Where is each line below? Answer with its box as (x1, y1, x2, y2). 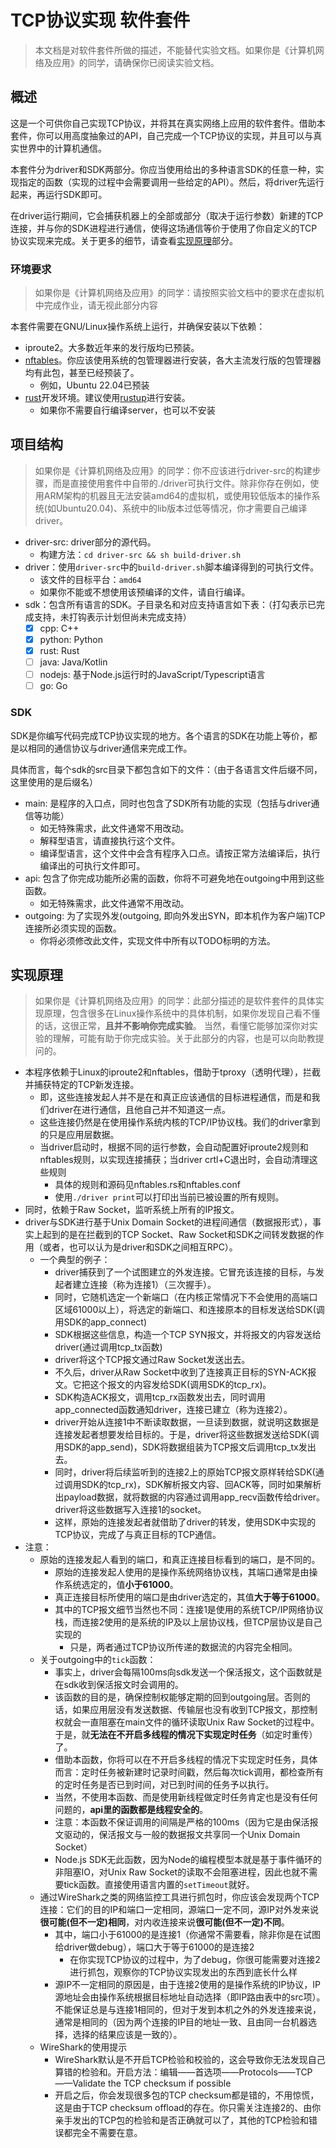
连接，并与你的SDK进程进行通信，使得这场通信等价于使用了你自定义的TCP (10, 222, 318, 234)
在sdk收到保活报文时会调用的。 (54, 1679, 185, 1691)
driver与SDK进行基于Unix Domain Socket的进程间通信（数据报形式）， (24, 1216, 313, 1228)
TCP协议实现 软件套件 (10, 9, 191, 32)
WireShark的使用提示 (39, 2041, 128, 2053)
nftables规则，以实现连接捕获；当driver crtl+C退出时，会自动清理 (39, 1154, 310, 1166)
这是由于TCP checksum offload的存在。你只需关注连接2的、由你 (54, 2102, 322, 2114)
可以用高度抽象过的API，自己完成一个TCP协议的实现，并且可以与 (44, 129, 314, 141)
